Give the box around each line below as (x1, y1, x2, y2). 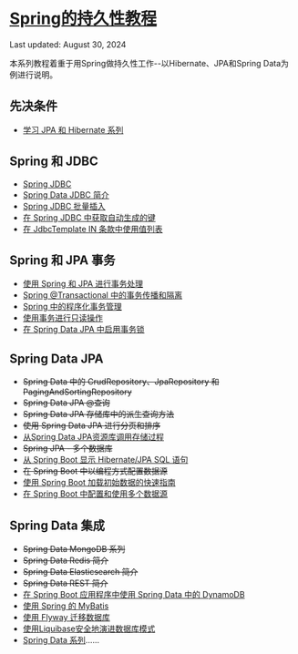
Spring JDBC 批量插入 (22, 200, 107, 211)
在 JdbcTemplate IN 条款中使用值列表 (22, 223, 163, 234)
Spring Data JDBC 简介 (22, 189, 109, 200)
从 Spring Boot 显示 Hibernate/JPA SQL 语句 (22, 455, 189, 465)
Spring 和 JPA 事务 (9, 252, 116, 268)
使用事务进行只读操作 (22, 312, 103, 323)
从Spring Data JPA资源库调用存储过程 (22, 432, 164, 443)
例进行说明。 (9, 69, 57, 80)
